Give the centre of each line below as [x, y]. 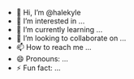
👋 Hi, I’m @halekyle [48, 12]
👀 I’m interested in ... [50, 21]
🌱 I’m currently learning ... [59, 29]
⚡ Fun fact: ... [38, 68]
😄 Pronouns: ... [42, 59]
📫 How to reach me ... [54, 47]
